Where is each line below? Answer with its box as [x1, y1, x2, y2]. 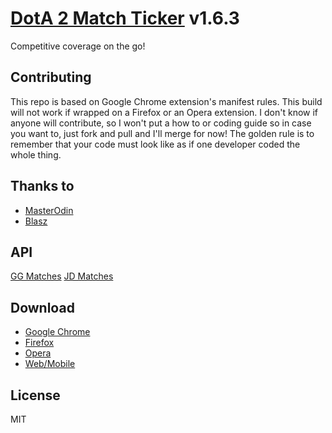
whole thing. [10, 148, 62, 161]
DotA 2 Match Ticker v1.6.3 [10, 7, 240, 30]
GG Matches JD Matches [10, 270, 114, 282]
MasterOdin [24, 204, 74, 216]
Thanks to [10, 178, 75, 195]
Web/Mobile [24, 358, 76, 370]
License [10, 387, 61, 404]
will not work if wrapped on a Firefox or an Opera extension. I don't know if [10, 106, 319, 118]
